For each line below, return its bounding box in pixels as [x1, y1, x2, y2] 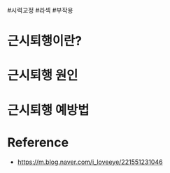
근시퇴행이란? [7, 33, 83, 49]
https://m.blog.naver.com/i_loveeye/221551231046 [17, 158, 163, 166]
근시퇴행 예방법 [7, 102, 90, 118]
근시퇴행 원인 [7, 68, 78, 84]
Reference [7, 135, 69, 150]
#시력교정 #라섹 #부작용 [7, 6, 73, 14]
